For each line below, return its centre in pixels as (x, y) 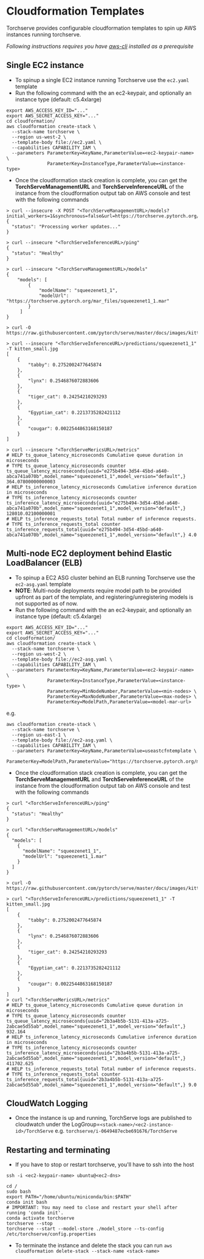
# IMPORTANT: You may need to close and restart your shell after (92, 1208)
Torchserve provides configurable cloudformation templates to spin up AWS (101, 28)
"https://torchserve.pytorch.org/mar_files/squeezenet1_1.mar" (88, 301)
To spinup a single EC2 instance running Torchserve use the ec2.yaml (102, 80)
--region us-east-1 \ (39, 735)
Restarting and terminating (58, 1150)
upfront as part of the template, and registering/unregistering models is (104, 597)
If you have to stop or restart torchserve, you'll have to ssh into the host (104, 1165)
